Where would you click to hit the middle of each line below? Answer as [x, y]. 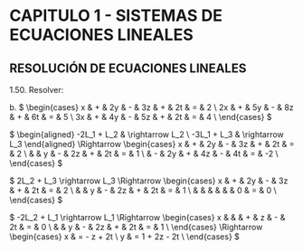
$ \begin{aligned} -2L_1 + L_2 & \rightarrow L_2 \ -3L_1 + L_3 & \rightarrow [147, 135]
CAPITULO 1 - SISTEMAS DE [116, 16]
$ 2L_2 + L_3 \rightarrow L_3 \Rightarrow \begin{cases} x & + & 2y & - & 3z [149, 181]
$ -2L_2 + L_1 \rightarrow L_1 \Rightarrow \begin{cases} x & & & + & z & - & [147, 217]
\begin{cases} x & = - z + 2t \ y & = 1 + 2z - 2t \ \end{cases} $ [124, 237]
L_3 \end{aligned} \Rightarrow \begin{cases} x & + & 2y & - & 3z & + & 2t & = [152, 144]
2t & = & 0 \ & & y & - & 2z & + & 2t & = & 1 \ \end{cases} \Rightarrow [136, 227]
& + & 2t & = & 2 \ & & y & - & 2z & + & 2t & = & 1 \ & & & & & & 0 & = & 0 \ [143, 190]
